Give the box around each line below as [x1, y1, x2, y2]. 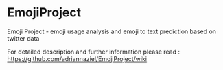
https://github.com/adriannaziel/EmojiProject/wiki [7, 54, 148, 63]
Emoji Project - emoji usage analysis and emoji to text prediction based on [7, 27, 217, 35]
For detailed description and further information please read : [7, 48, 180, 56]
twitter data [7, 34, 40, 42]
